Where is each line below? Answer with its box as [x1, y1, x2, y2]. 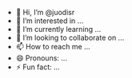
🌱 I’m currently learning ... [15, 25, 102, 33]
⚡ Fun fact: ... [15, 62, 60, 72]
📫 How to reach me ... [15, 42, 90, 51]
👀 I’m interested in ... [15, 16, 84, 25]
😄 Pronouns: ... [15, 53, 68, 63]
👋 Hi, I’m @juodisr [15, 8, 75, 17]
